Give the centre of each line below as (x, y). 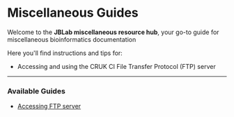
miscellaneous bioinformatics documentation (72, 39)
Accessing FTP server (49, 107)
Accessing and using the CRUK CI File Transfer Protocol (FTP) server (116, 66)
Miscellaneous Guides (73, 13)
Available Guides (37, 91)
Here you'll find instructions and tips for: (65, 53)
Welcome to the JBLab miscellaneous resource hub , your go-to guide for (113, 32)
